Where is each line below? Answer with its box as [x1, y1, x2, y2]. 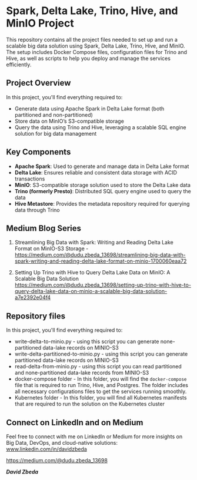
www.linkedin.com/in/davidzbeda [6, 445, 87, 452]
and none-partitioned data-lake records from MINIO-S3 [14, 369, 149, 377]
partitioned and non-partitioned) [14, 111, 93, 118]
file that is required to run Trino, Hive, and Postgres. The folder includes [14, 382, 188, 389]
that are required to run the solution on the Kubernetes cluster [14, 401, 165, 408]
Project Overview [6, 78, 71, 88]
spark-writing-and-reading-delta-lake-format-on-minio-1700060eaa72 [14, 257, 187, 265]
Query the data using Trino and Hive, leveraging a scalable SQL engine [14, 123, 186, 130]
